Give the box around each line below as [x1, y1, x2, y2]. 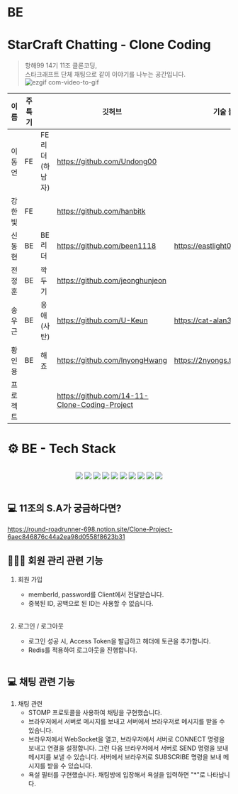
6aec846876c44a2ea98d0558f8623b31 [7, 532, 125, 540]
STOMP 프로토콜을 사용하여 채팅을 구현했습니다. [28, 708, 163, 717]
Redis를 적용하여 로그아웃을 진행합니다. [28, 646, 137, 654]
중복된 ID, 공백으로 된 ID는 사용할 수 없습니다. [28, 599, 154, 607]
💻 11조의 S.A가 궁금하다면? [7, 502, 122, 515]
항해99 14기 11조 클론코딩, [24, 61, 98, 70]
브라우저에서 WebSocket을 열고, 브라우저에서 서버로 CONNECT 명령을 [28, 734, 225, 743]
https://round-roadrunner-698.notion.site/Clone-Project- [7, 525, 173, 533]
